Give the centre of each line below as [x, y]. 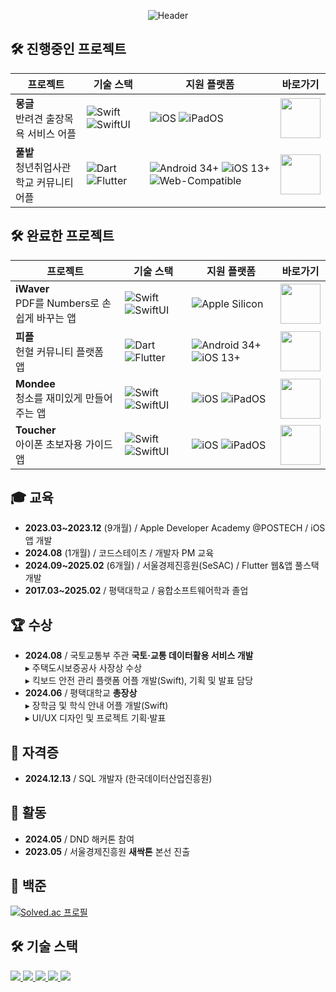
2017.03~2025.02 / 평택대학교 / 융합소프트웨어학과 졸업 [136, 591]
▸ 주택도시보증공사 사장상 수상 [83, 668]
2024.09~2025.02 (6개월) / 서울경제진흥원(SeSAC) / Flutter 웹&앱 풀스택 [172, 566]
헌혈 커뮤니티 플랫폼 [60, 352]
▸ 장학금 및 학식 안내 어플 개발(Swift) [96, 706]
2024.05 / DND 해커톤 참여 [79, 839]
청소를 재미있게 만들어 [64, 398]
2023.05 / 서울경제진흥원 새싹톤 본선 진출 [107, 851]
